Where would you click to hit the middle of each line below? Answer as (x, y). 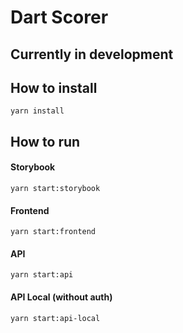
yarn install (37, 111)
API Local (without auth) (61, 297)
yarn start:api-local (55, 318)
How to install (54, 87)
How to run (45, 141)
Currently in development (92, 54)
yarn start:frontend (53, 232)
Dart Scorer (59, 17)
